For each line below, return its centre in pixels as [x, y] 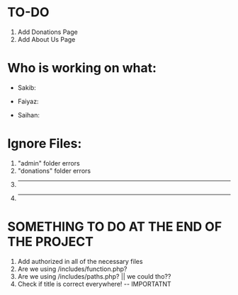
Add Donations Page [47, 32]
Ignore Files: [45, 144]
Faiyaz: [28, 101]
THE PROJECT [51, 242]
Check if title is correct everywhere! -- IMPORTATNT [94, 284]
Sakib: [27, 87]
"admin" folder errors [49, 163]
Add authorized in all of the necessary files [80, 261]
